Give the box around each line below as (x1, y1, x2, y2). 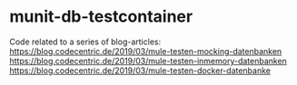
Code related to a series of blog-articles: (9, 36, 162, 47)
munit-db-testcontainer (9, 6, 193, 27)
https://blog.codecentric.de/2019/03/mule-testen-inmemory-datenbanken (9, 55, 288, 66)
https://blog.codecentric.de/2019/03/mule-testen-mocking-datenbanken (9, 45, 282, 56)
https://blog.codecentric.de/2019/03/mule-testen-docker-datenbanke (9, 65, 271, 76)
